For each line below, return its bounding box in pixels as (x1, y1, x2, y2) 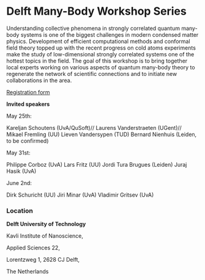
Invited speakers (6, 100, 50, 108)
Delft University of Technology (6, 221, 86, 228)
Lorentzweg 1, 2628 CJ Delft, (6, 256, 80, 263)
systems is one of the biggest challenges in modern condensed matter (20, 31, 199, 38)
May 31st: (6, 149, 31, 156)
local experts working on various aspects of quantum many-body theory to (6, 63, 195, 71)
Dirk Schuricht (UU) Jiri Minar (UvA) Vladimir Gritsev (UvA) (6, 191, 154, 199)
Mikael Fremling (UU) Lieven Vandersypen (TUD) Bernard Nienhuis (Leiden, (6, 131, 197, 138)
